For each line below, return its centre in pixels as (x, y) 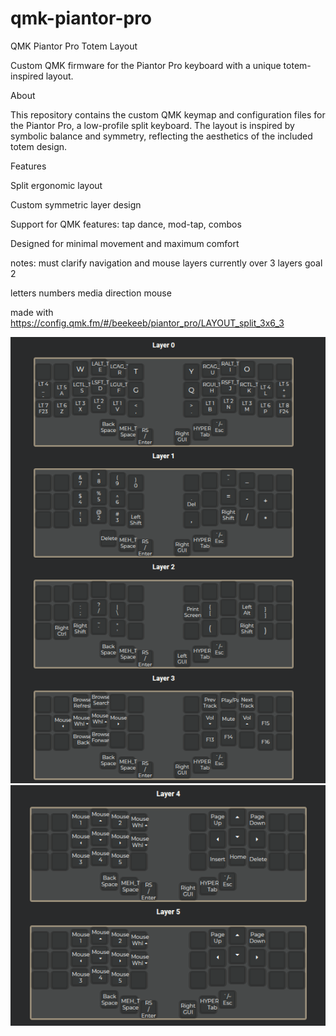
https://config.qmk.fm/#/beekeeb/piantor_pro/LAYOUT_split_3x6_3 (147, 323)
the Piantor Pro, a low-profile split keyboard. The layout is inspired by (152, 125)
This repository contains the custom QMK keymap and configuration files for (168, 114)
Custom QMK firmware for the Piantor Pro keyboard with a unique (146, 65)
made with (32, 312)
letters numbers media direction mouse (91, 293)
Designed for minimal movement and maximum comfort (125, 243)
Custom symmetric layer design (76, 204)
